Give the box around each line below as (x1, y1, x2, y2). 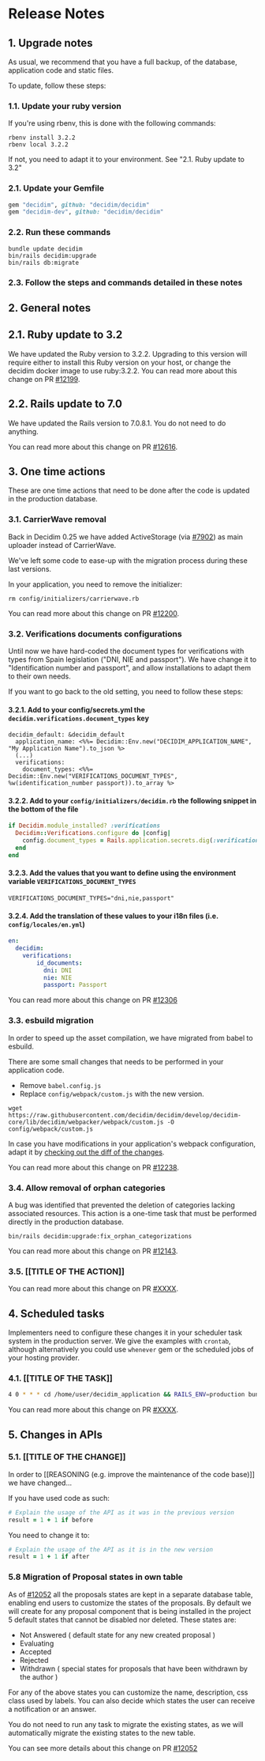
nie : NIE (43, 973, 73, 981)
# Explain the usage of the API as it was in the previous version (8, 1508, 235, 1517)
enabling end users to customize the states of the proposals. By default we (8, 1598, 252, 1608)
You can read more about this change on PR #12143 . (8, 1246, 178, 1256)
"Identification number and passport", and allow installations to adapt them (8, 663, 251, 672)
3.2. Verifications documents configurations (8, 628, 183, 639)
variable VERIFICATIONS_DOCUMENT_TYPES (8, 877, 136, 886)
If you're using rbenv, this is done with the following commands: (8, 119, 216, 128)
